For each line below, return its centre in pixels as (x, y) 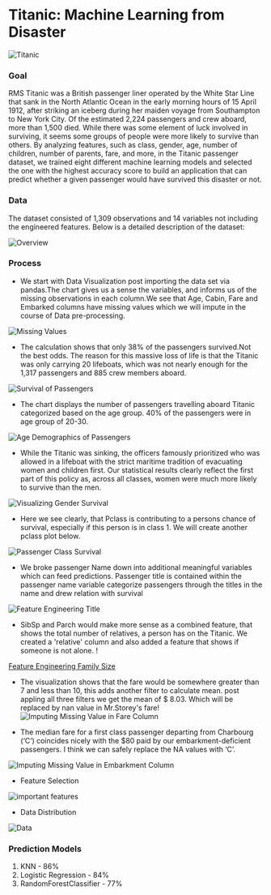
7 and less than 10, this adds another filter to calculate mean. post (130, 690)
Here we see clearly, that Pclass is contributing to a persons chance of (138, 518)
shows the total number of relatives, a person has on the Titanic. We (134, 633)
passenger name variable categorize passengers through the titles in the (141, 585)
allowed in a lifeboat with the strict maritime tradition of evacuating (131, 461)
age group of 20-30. (54, 421)
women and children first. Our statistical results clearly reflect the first (136, 470)
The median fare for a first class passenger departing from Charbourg (137, 732)
